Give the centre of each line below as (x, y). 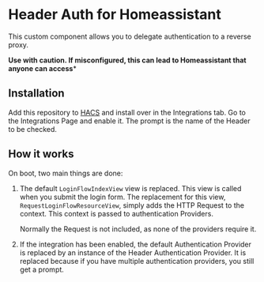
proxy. (19, 44)
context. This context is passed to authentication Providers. (116, 213)
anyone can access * (42, 68)
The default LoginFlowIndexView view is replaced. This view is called (130, 188)
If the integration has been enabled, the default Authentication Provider (135, 244)
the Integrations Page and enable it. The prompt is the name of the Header (129, 121)
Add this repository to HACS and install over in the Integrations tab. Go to (127, 112)
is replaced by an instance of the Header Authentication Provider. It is (133, 252)
